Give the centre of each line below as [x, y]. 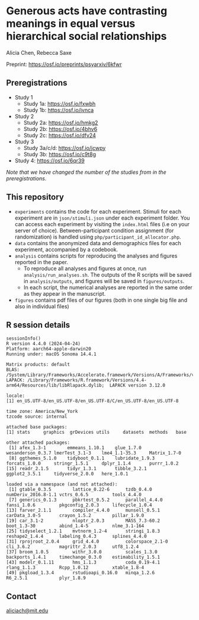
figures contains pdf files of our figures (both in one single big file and [101, 300]
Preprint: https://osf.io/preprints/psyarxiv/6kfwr [64, 64]
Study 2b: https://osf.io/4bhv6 [60, 129]
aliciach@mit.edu [27, 610]
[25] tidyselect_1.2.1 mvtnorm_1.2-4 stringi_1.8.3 [83, 531]
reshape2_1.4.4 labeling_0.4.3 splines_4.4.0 [76, 537]
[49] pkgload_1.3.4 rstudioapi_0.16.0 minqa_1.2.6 [81, 573]
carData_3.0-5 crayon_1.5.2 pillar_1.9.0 [75, 516]
